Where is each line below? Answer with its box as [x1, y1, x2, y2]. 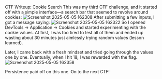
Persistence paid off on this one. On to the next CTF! [5, 69, 110, 74]
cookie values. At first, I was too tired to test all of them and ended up [5, 30, 144, 35]
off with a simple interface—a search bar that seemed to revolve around [5, 9, 148, 15]
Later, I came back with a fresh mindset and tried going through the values [5, 49, 154, 55]
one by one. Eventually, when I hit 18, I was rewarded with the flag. [5, 54, 138, 60]
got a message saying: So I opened [5, 19, 146, 25]
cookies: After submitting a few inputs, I [5, 14, 155, 20]
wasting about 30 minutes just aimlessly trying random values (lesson [5, 35, 144, 40]
